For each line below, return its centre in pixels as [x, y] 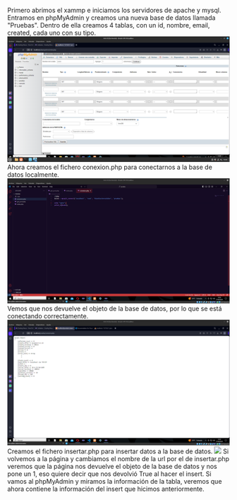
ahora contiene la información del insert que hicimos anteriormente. [106, 489]
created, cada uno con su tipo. [52, 33]
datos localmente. [34, 174]
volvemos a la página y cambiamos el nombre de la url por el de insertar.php [119, 458]
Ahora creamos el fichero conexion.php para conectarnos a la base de [110, 167]
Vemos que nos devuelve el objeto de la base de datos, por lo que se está [115, 308]
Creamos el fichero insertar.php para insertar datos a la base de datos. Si [118, 451]
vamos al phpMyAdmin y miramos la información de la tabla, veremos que [115, 481]
